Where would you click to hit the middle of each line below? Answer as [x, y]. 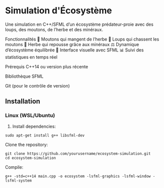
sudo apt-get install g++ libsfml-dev [45, 135]
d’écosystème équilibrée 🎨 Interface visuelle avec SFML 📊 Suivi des [74, 50]
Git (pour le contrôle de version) [37, 86]
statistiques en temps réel [31, 57]
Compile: [14, 167]
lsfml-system [18, 181]
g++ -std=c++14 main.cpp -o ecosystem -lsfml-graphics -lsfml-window [78, 176]
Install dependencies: [34, 126]
